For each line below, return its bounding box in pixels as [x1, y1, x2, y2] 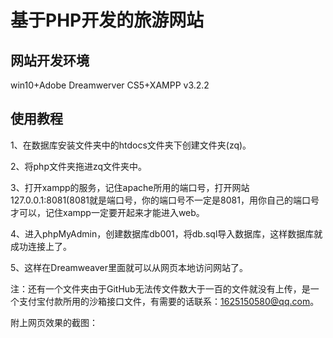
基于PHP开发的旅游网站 [10, 9, 205, 32]
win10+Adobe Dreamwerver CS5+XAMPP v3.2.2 [10, 79, 210, 91]
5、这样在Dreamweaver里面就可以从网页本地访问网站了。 [10, 261, 249, 273]
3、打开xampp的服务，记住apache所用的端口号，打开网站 [10, 181, 250, 193]
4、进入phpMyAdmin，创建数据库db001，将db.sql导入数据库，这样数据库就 [10, 227, 323, 240]
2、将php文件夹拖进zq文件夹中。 [10, 160, 148, 172]
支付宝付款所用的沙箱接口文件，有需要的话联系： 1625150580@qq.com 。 [18, 295, 320, 307]
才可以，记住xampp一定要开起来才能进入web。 [10, 206, 205, 218]
